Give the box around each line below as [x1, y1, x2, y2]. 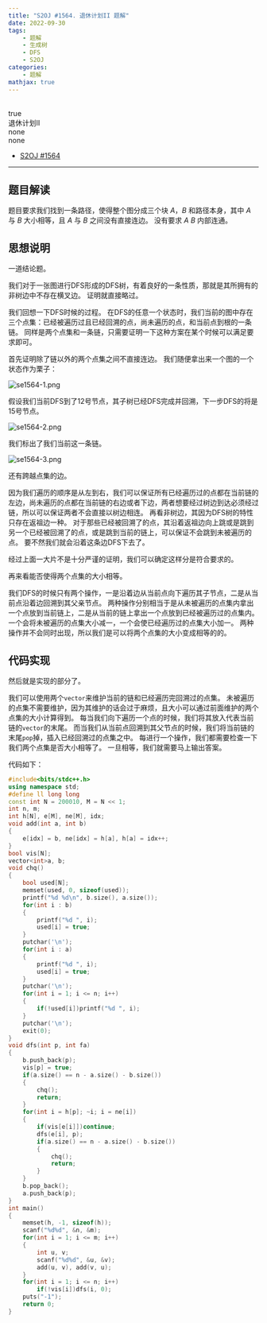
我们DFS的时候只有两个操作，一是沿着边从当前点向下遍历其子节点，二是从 [8, 588, 252, 598]
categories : [8, 64, 48, 72]
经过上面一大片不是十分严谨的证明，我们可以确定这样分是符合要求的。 [8, 554, 238, 565]
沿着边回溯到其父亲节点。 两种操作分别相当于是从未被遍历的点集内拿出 [21, 598, 254, 608]
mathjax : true [8, 78, 56, 86]
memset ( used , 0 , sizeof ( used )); [22, 887, 130, 894]
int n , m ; [8, 805, 41, 813]
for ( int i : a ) [22, 945, 73, 954]
